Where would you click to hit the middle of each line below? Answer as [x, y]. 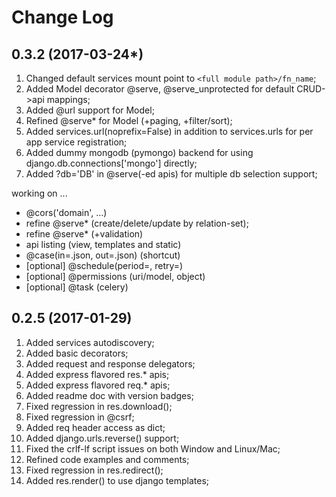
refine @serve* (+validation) [84, 234]
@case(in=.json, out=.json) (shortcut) [103, 255]
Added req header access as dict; [95, 427]
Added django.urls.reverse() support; [102, 438]
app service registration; [76, 142]
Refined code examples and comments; [107, 459]
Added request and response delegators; [110, 363]
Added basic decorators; [77, 353]
